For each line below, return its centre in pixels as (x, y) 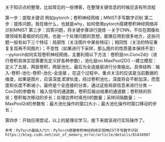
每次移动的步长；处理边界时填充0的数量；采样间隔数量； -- (82, 98)
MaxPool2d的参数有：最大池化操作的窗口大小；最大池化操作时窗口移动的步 (81, 104)
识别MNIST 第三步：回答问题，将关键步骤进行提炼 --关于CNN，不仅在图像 (80, 30)
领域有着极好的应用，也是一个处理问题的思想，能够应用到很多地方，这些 (82, 36)
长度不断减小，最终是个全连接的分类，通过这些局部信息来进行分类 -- (83, 85)
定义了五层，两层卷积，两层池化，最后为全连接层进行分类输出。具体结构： (80, 67)
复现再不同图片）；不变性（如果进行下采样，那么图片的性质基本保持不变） (83, 48)
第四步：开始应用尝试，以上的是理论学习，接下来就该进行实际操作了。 (76, 120)
